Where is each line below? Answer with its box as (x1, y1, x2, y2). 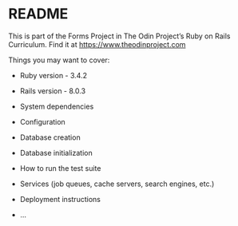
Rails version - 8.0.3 (19, 85, 86, 96)
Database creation (19, 133, 81, 142)
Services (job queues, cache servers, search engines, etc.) (19, 179, 215, 188)
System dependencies (19, 101, 94, 111)
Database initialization (19, 148, 93, 157)
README (8, 5, 69, 23)
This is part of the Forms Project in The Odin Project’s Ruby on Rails (8, 31, 231, 41)
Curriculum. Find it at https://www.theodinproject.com (8, 39, 186, 49)
